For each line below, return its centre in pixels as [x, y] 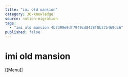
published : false [23, 32]
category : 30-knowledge [29, 14]
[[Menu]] [14, 70]
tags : [11, 23]
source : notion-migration [31, 19]
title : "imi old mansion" [31, 10]
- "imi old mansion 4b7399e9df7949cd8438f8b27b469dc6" [66, 28]
